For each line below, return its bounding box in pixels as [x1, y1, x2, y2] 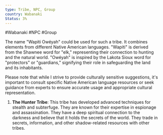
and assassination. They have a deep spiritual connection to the [12, 110, 140, 116]
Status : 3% [5, 16, 27, 21]
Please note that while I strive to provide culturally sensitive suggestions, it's [5, 74, 158, 80]
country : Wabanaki [5, 12, 42, 17]
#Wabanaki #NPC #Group [5, 30, 57, 36]
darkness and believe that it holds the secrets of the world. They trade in [12, 115, 158, 121]
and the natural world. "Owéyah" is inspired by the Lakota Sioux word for [5, 55, 151, 60]
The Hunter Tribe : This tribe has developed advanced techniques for [12, 99, 151, 105]
